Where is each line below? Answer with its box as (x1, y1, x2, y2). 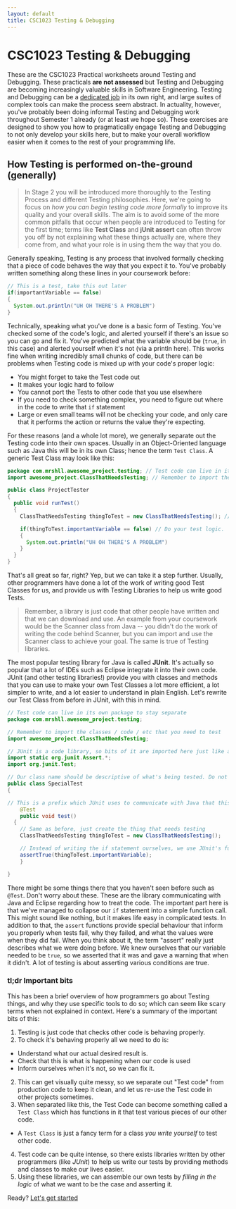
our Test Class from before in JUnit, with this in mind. (7, 695, 162, 704)
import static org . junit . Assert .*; (7, 755, 112, 762)
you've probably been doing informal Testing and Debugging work (7, 108, 199, 116)
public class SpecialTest (7, 780, 83, 787)
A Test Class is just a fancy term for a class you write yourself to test (17, 1129, 218, 1137)
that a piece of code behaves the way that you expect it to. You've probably (7, 261, 226, 270)
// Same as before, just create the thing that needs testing (20, 826, 206, 833)
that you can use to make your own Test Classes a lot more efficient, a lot (7, 681, 220, 689)
